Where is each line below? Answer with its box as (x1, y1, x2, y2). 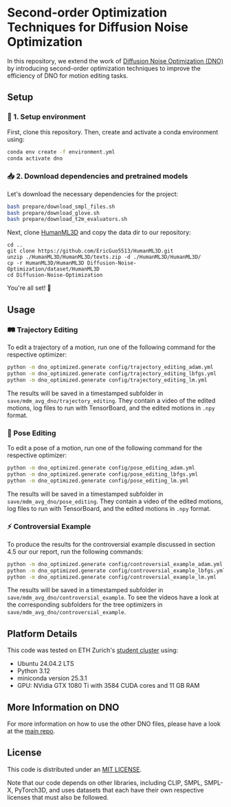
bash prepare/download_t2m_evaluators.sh (7, 216, 128, 223)
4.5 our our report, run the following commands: (7, 547, 144, 556)
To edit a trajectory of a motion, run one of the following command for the (7, 343, 216, 351)
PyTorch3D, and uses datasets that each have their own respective (14, 786, 204, 794)
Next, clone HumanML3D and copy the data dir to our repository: (7, 229, 191, 237)
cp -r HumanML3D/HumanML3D (7, 260, 85, 266)
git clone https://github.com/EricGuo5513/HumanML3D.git (7, 248, 174, 255)
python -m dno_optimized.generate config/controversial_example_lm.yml (7, 574, 217, 580)
